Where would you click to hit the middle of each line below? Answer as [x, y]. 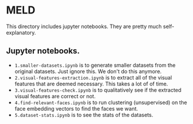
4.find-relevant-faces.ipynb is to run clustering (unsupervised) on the [101, 102]
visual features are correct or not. [55, 96]
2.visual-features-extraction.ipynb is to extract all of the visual [93, 77]
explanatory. [21, 32]
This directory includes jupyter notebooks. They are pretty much [84, 26]
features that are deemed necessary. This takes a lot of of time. [91, 84]
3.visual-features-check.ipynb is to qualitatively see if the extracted [98, 90]
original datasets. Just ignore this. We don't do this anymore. [88, 71]
